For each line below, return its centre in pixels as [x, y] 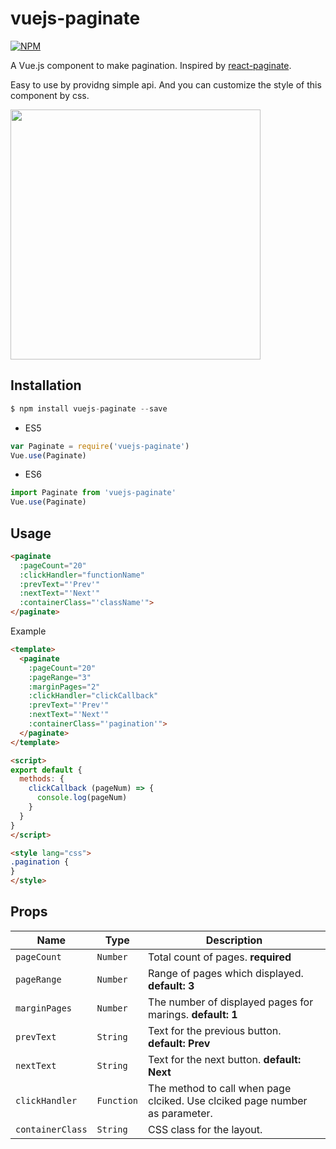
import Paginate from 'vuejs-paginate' [93, 493]
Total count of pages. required [220, 957]
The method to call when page [220, 1088]
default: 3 [171, 985]
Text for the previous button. [215, 1030]
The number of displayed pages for [231, 1002]
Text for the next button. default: [225, 1059]
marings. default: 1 [193, 1014]
